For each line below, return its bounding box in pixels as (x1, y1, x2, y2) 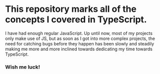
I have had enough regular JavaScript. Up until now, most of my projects (5, 30, 153, 36)
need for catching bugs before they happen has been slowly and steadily (5, 40, 155, 46)
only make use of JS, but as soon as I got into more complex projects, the (5, 36, 155, 41)
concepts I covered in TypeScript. (5, 14, 147, 25)
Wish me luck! (5, 63, 41, 70)
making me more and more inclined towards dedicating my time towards (5, 46, 153, 52)
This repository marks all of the (5, 3, 137, 15)
